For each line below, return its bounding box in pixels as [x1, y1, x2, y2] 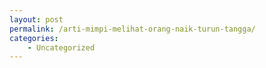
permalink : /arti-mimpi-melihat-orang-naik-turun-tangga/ [9, 24, 256, 34]
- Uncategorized [27, 42, 96, 53]
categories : [9, 33, 59, 43]
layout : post [9, 14, 64, 25]
